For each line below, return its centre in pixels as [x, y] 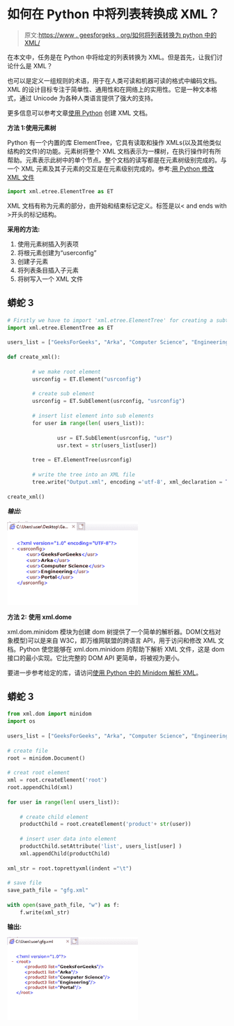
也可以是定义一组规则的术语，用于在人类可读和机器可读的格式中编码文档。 [114, 80]
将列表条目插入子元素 [48, 270]
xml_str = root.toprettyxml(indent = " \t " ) [70, 868]
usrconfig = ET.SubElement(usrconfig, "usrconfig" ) [109, 401]
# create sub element [64, 394]
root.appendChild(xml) [40, 788]
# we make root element [67, 372]
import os [22, 721]
